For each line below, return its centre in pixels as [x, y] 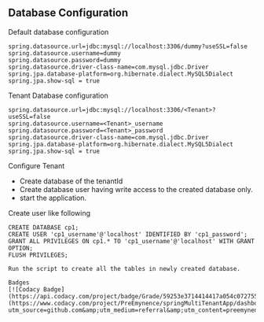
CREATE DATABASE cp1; [44, 228]
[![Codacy [24, 289]
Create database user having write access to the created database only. [136, 189]
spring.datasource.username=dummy [65, 53]
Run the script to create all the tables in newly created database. [125, 268]
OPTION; [21, 248]
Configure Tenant [37, 165]
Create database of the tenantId [71, 181]
